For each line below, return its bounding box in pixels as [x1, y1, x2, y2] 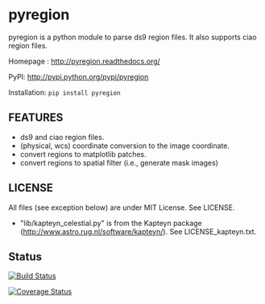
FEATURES [8, 111, 64, 125]
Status [8, 249, 43, 263]
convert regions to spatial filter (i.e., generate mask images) [19, 158, 219, 167]
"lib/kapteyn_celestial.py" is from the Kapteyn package [19, 218, 203, 228]
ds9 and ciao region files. [19, 132, 105, 142]
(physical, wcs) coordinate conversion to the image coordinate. [19, 141, 230, 150]
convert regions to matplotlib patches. [19, 149, 147, 158]
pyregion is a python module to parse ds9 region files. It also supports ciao [8, 32, 257, 42]
